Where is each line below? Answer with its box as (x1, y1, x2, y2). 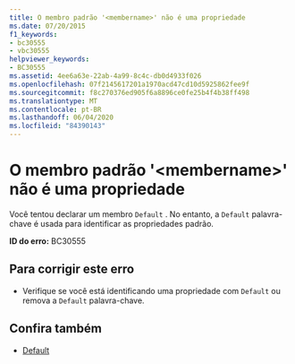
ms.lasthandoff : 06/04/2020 (9, 113, 114, 122)
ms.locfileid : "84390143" (9, 122, 105, 131)
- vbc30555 (9, 47, 50, 56)
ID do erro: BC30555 (9, 235, 87, 247)
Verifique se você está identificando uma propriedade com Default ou (21, 285, 282, 296)
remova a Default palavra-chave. (21, 295, 145, 306)
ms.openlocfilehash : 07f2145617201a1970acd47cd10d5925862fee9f (9, 80, 250, 89)
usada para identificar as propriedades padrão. (39, 218, 215, 229)
